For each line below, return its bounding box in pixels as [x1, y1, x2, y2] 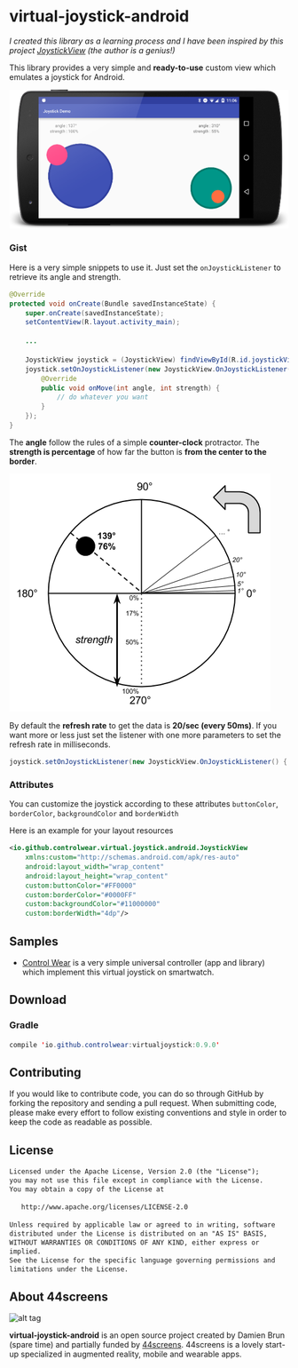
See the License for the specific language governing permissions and [9, 1256, 276, 1265]
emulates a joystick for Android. [9, 71, 126, 82]
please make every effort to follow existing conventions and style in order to [9, 1108, 286, 1118]
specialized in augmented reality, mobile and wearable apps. [20, 1348, 242, 1359]
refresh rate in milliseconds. [9, 739, 111, 750]
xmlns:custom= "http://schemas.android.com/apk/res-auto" [25, 853, 240, 863]
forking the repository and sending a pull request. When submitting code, [9, 1098, 278, 1109]
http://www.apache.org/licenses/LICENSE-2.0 [20, 1203, 189, 1212]
